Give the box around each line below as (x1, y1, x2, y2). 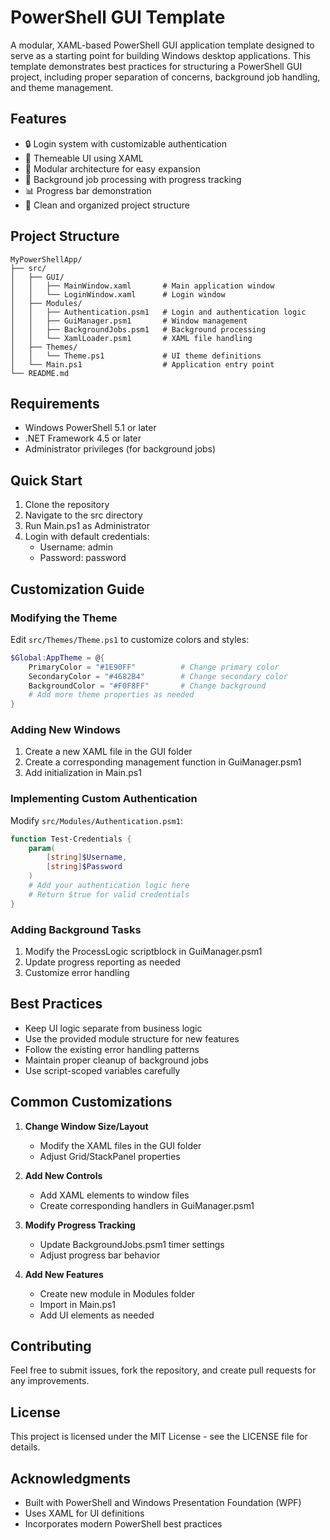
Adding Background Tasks (10, 922, 142, 936)
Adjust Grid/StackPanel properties (39, 1150, 181, 1162)
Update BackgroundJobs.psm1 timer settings (39, 1238, 225, 1250)
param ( (28, 843, 56, 853)
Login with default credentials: (24, 531, 150, 543)
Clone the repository (24, 499, 110, 511)
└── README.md (10, 368, 70, 378)
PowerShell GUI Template (10, 6, 226, 29)
